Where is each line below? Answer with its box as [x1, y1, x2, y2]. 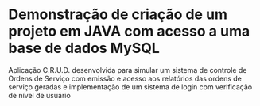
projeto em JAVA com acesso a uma [8, 22, 250, 40]
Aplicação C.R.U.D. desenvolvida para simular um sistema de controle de [8, 65, 247, 74]
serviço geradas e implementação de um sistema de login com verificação [8, 81, 253, 92]
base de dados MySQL [8, 40, 161, 57]
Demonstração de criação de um [8, 6, 228, 24]
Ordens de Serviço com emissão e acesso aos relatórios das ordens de [8, 74, 243, 83]
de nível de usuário [8, 90, 72, 100]
